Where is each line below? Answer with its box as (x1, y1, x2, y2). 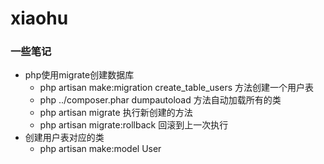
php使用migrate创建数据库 (24, 69, 135, 81)
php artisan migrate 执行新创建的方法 (39, 107, 193, 119)
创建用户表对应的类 (24, 132, 105, 144)
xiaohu (10, 7, 69, 30)
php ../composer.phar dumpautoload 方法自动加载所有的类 (39, 94, 282, 106)
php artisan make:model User (39, 143, 162, 155)
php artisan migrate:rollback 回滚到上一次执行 (39, 119, 229, 131)
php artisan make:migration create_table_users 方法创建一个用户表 (39, 82, 315, 94)
